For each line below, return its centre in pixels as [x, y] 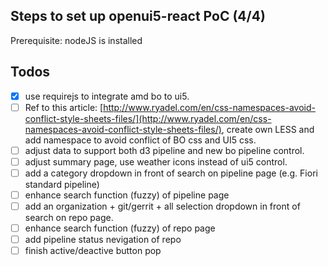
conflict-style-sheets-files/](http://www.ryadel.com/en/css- [148, 118]
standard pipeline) [62, 184]
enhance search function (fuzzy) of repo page [120, 228]
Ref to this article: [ [64, 107]
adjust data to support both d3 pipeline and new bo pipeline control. [164, 150]
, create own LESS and [268, 129]
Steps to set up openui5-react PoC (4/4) [138, 16]
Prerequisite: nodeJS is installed [76, 40]
